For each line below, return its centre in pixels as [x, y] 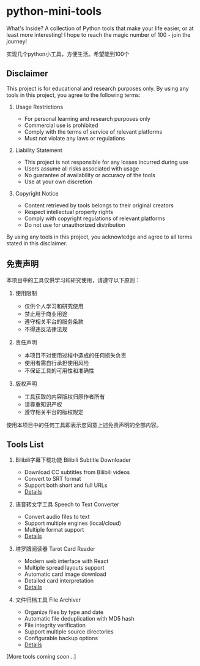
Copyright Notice [37, 193]
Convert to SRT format [53, 479]
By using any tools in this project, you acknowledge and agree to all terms [99, 237]
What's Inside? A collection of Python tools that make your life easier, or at [100, 28]
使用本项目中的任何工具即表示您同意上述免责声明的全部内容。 [84, 425]
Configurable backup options [61, 638]
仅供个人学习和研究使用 [54, 306]
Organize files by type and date [64, 612]
